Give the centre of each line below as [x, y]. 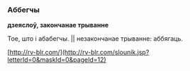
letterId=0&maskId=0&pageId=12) [57, 60]
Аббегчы [24, 10]
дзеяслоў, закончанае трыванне [58, 25]
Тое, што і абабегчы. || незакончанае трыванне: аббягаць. [95, 39]
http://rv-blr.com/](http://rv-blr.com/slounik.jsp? [79, 52]
